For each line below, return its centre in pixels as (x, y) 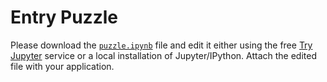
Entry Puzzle (64, 17)
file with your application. (62, 66)
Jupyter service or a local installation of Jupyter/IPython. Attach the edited (163, 55)
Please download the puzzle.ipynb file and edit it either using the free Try (161, 45)
